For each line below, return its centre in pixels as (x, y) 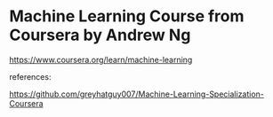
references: (30, 76)
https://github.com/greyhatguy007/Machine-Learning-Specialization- (137, 94)
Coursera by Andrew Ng (100, 35)
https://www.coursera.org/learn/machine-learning (101, 59)
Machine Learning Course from (127, 16)
